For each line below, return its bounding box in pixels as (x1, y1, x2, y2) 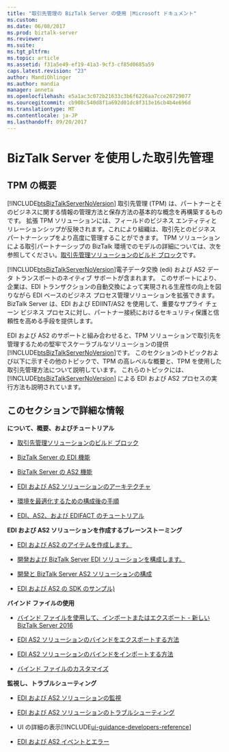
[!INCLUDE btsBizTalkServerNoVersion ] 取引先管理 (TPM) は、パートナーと (7, 199, 217, 207)
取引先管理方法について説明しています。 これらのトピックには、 (7, 365, 188, 374)
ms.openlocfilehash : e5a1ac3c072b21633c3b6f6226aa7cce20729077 (7, 93, 191, 100)
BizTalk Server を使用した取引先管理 (7, 150, 214, 165)
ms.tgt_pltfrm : (7, 49, 51, 56)
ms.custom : (7, 16, 38, 23)
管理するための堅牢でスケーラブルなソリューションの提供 (7, 340, 169, 348)
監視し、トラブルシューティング (7, 679, 97, 688)
